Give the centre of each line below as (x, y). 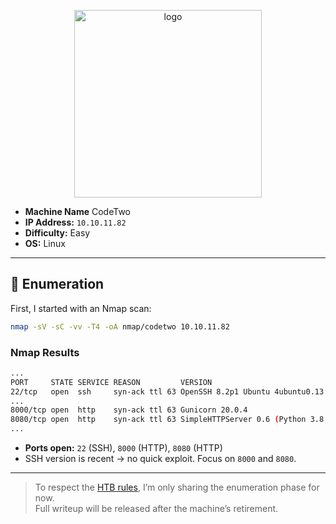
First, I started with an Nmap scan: (81, 308)
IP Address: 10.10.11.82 (75, 222)
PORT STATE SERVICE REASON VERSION (111, 382)
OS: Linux (45, 243)
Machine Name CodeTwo (77, 211)
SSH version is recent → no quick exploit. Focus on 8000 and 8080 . (160, 459)
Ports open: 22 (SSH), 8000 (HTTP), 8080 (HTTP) (123, 448)
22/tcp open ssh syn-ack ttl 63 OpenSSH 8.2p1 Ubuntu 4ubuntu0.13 (167, 391)
